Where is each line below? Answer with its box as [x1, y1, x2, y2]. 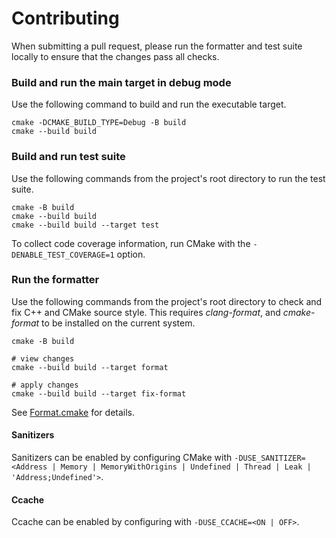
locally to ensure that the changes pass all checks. [11, 50, 220, 62]
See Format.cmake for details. [11, 406, 136, 418]
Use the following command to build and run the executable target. [11, 98, 287, 111]
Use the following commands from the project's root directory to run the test [11, 172, 326, 184]
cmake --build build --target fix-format [11, 388, 187, 399]
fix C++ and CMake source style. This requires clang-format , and [11, 306, 281, 318]
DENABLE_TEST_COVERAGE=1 [11, 250, 115, 260]
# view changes [11, 353, 75, 364]
